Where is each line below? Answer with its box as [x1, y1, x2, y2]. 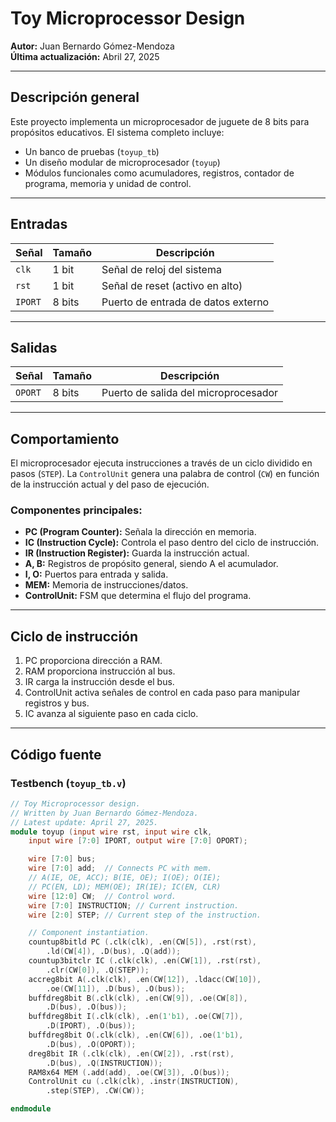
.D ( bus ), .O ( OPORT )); [46, 1039, 137, 1049]
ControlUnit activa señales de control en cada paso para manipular [24, 687, 301, 699]
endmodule [10, 1104, 52, 1114]
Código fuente [10, 746, 102, 763]
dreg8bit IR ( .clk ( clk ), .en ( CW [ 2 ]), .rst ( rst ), [28, 1048, 235, 1059]
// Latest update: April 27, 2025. [10, 817, 159, 827]
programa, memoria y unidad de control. [24, 177, 192, 189]
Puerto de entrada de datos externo [101, 295, 270, 309]
